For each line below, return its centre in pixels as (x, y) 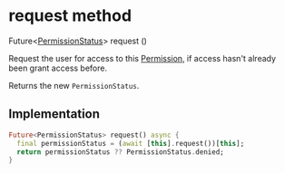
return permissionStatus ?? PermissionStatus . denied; (120, 152)
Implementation (54, 114)
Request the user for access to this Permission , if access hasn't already (142, 58)
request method (70, 16)
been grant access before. (58, 68)
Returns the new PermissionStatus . (74, 85)
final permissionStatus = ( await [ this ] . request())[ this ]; (131, 143)
